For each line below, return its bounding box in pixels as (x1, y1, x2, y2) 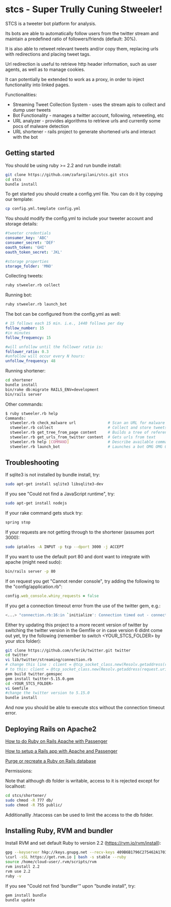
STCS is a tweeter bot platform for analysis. (5, 20, 97, 27)
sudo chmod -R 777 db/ (5, 797, 53, 803)
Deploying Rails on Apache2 (5, 724, 97, 733)
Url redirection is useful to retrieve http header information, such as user (5, 61, 157, 67)
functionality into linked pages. (5, 82, 70, 88)
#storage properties (5, 259, 49, 264)
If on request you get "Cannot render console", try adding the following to (5, 578, 160, 584)
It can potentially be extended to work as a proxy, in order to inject (5, 76, 145, 82)
